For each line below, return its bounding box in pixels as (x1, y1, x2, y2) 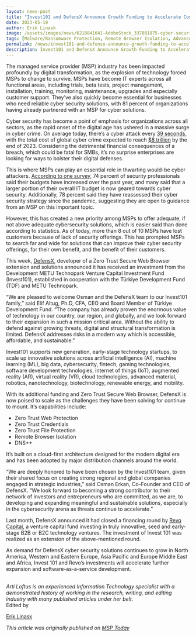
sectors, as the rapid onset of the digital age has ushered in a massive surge (6, 123, 190, 130)
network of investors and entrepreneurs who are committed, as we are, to (6, 493, 183, 500)
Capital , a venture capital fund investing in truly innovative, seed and (6, 523, 171, 530)
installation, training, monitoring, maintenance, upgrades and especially (6, 87, 178, 94)
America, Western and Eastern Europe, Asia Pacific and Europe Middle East (6, 553, 188, 560)
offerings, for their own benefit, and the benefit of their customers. (6, 246, 166, 253)
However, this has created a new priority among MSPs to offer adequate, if (6, 215, 185, 222)
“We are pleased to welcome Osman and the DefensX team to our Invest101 (6, 293, 188, 300)
